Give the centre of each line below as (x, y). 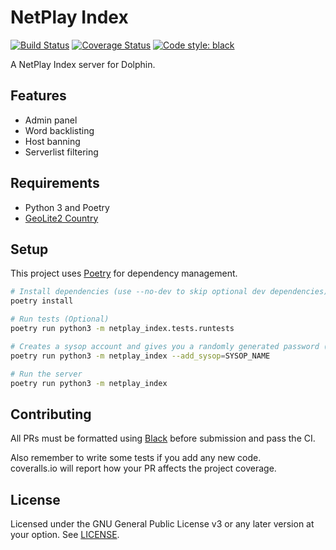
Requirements (55, 183)
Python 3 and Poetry (67, 207)
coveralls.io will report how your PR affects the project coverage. (143, 468)
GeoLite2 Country (61, 218)
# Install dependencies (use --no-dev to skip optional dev (138, 292)
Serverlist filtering (61, 152)
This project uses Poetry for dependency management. (124, 273)
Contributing (51, 414)
